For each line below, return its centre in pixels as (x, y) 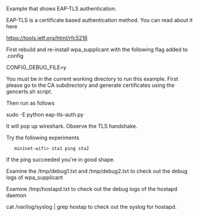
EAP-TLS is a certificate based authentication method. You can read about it (99, 20)
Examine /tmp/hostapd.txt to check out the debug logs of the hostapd (92, 189)
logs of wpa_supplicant (35, 177)
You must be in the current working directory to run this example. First (92, 79)
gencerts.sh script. (29, 91)
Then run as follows (30, 103)
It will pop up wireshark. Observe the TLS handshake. (72, 126)
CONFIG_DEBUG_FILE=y (36, 67)
